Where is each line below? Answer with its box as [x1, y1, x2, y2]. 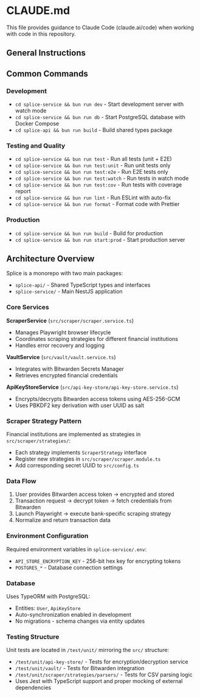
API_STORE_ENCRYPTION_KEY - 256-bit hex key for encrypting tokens [15, 557, 181, 565]
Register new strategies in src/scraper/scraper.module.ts [15, 455, 161, 462]
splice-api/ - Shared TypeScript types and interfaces [15, 281, 151, 289]
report [15, 188, 32, 195]
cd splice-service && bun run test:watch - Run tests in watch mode [15, 174, 189, 182]
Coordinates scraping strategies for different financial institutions [15, 335, 178, 342]
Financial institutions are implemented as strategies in [6, 431, 141, 438]
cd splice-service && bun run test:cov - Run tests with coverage [15, 181, 182, 188]
